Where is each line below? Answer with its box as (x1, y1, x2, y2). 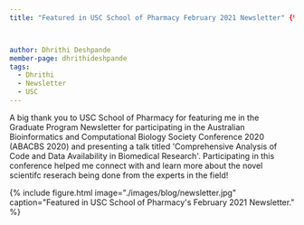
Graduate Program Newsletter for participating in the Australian (9, 121, 246, 132)
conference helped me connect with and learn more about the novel (9, 160, 263, 171)
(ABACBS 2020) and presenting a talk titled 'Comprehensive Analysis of (9, 141, 278, 152)
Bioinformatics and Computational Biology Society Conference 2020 (9, 131, 265, 142)
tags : (9, 62, 30, 71)
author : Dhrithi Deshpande (9, 45, 111, 54)
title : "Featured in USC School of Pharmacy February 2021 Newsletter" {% (9, 13, 298, 23)
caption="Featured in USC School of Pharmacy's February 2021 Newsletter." (9, 196, 295, 208)
